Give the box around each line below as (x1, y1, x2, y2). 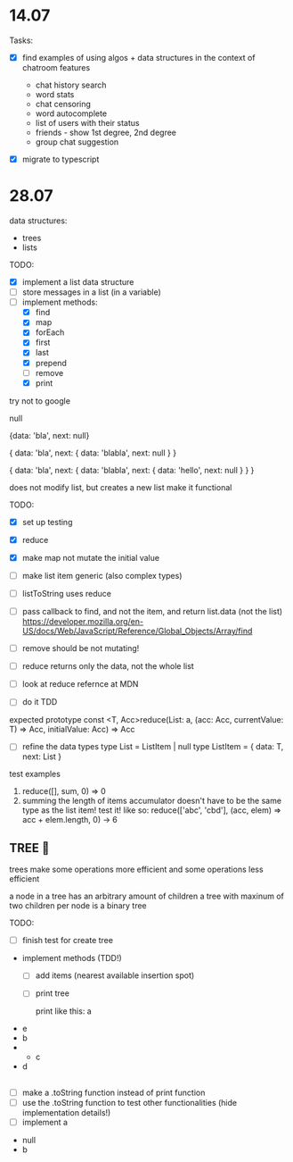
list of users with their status (35, 118, 140, 128)
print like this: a (35, 1006, 92, 1016)
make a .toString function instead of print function (21, 1087, 206, 1098)
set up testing (21, 516, 73, 527)
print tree (35, 988, 69, 999)
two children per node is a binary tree (9, 900, 147, 911)
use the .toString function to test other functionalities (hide (21, 1097, 238, 1108)
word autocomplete (35, 108, 108, 119)
